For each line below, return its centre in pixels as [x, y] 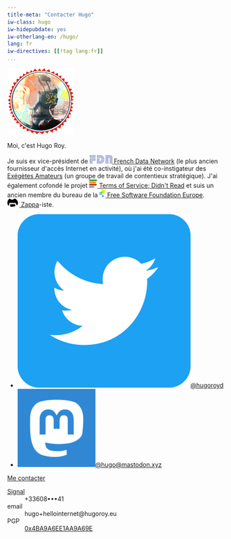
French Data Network [144, 161]
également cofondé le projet [47, 185]
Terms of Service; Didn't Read [142, 185]
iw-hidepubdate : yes [37, 29]
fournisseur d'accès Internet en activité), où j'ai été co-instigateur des [107, 169]
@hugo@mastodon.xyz [129, 464]
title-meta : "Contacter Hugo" [51, 15]
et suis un [200, 185]
